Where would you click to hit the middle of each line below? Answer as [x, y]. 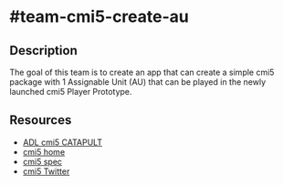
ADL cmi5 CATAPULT [63, 142]
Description [43, 51]
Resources [41, 120]
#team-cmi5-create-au [99, 17]
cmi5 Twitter [46, 171]
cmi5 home [44, 151]
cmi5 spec [42, 161]
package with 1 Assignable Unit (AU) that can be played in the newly [138, 82]
